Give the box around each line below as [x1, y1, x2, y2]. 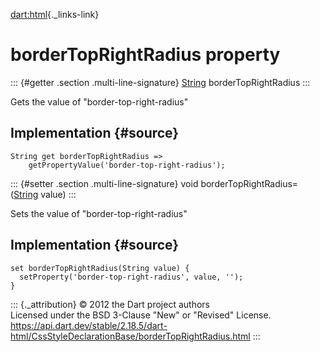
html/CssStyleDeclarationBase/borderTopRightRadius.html [10, 330, 251, 342]
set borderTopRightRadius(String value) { [10, 263, 190, 273]
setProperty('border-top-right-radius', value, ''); [19, 272, 244, 282]
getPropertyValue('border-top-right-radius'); [28, 160, 226, 170]
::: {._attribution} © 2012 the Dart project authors [10, 298, 210, 310]
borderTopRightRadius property [10, 44, 281, 66]
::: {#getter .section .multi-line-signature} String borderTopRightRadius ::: [10, 76, 311, 88]
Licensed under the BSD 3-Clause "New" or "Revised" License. [10, 309, 272, 321]
